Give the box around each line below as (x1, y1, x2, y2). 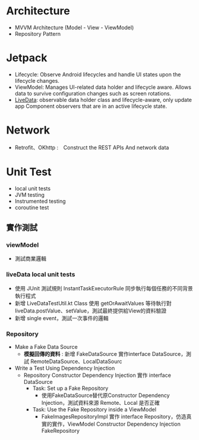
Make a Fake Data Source (14, 343, 78, 351)
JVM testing (14, 191, 45, 198)
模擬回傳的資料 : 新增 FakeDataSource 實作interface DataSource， (23, 351, 187, 358)
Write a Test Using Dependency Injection (14, 365, 115, 372)
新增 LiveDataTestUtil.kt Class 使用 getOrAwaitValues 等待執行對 (14, 299, 172, 306)
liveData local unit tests (6, 270, 75, 278)
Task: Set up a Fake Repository (32, 385, 109, 392)
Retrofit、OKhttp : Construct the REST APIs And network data (14, 144, 169, 151)
